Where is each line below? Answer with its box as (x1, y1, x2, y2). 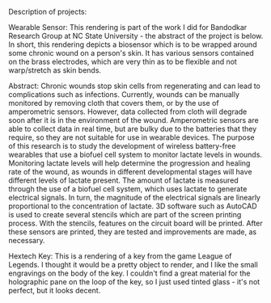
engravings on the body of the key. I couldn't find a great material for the (8, 268, 251, 278)
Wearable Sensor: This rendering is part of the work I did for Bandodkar (8, 23, 248, 32)
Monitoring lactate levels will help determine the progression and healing (8, 158, 251, 168)
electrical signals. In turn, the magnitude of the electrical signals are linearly (8, 193, 261, 202)
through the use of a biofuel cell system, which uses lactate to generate (8, 184, 248, 193)
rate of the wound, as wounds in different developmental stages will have (8, 167, 252, 176)
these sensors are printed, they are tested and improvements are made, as (8, 227, 257, 237)
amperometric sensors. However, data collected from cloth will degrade (8, 107, 248, 116)
